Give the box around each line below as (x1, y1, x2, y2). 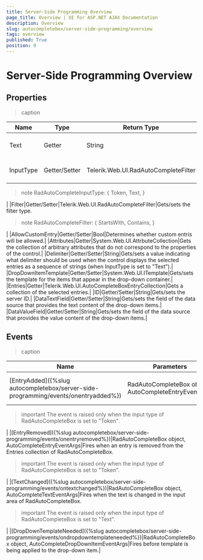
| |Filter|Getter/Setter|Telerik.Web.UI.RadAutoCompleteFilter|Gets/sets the (6, 200, 191, 208)
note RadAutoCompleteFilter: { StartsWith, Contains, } (21, 219, 155, 226)
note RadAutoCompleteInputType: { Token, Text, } (21, 189, 145, 196)
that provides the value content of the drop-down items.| (6, 314, 147, 321)
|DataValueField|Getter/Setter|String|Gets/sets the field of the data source (6, 308, 190, 315)
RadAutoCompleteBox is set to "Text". (21, 515, 116, 522)
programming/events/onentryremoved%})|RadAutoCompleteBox (6, 435, 167, 443)
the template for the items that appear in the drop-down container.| (6, 275, 173, 283)
